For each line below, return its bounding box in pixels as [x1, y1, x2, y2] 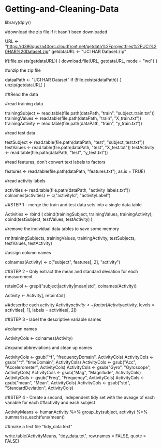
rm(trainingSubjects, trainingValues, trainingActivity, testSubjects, [5, 235, 136, 241]
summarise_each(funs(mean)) [5, 414, 65, 420]
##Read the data [5, 91, 39, 97]
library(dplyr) [5, 19, 31, 25]
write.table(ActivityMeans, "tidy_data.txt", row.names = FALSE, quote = [5, 433, 147, 439]
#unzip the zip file [5, 67, 41, 73]
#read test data [5, 130, 36, 135]
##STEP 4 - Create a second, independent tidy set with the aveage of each [5, 394, 155, 400]
